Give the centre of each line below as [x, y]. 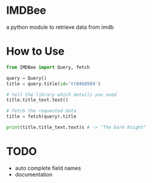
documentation [34, 174]
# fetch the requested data [41, 111]
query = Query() [26, 78]
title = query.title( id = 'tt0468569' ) [53, 84]
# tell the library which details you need [62, 94]
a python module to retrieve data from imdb [60, 27]
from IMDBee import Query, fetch [48, 67]
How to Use [35, 51]
